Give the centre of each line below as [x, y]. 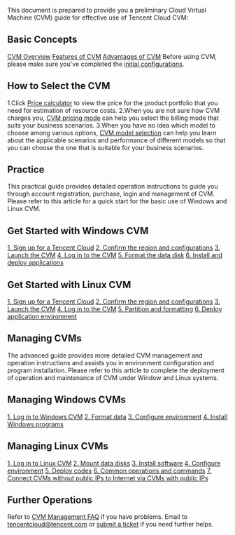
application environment [42, 317]
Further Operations [50, 500]
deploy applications [36, 263]
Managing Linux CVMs [58, 446]
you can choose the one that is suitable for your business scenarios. [106, 147]
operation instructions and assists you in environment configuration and [111, 363]
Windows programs [36, 424]
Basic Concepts [42, 40]
